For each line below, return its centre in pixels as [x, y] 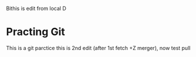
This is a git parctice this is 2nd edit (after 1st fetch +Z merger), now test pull [98, 48]
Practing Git [36, 32]
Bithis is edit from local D [36, 8]
